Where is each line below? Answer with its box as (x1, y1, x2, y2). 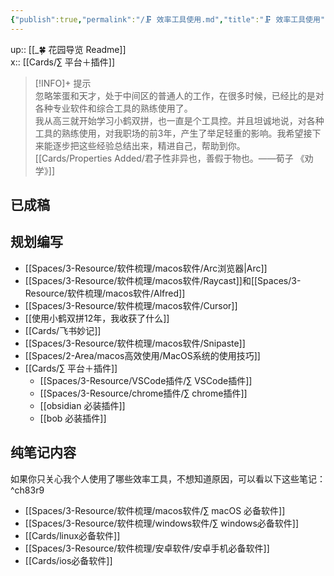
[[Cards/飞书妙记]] (24, 324, 102, 336)
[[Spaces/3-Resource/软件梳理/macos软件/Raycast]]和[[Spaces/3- (24, 274, 302, 286)
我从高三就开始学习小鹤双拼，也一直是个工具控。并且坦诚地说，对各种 (34, 114, 325, 126)
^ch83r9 (10, 484, 45, 496)
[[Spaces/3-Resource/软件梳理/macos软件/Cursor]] (24, 299, 238, 311)
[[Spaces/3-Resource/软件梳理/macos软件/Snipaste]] (24, 337, 246, 349)
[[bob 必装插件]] (39, 412, 107, 424)
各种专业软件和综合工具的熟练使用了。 (34, 102, 193, 114)
